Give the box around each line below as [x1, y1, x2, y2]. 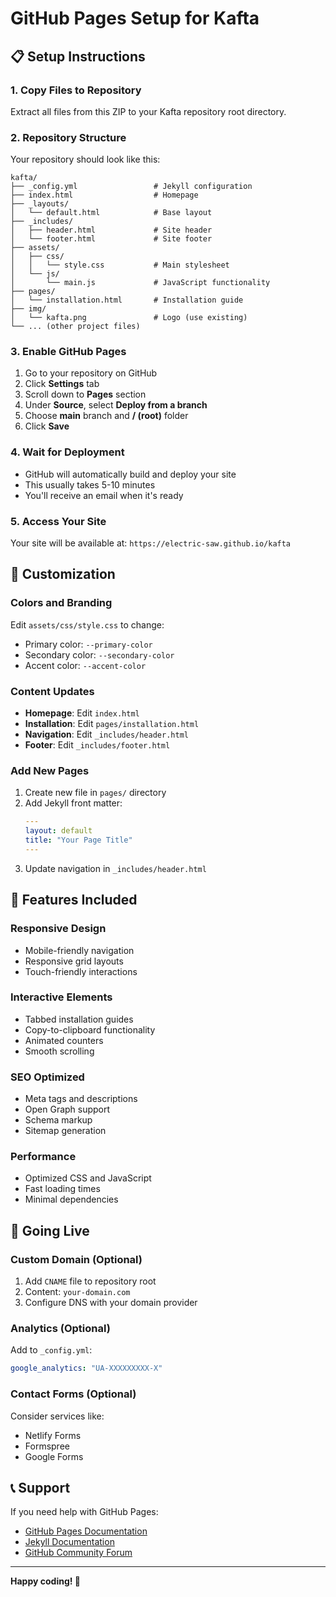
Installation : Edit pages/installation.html [24, 718, 200, 730]
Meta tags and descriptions [24, 1093, 138, 1105]
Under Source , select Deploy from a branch [24, 399, 208, 411]
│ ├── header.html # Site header [10, 225, 213, 236]
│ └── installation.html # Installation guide [10, 295, 244, 306]
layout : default [24, 826, 93, 836]
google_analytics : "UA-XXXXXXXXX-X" [10, 1363, 163, 1374]
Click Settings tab [24, 378, 100, 390]
